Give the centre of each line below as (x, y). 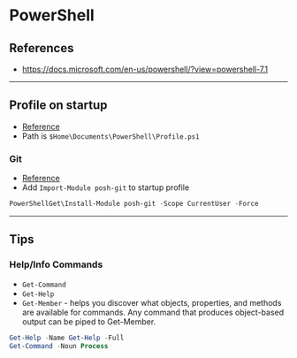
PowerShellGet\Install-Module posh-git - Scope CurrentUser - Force (134, 204)
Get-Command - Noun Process (59, 346)
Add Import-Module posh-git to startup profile (106, 187)
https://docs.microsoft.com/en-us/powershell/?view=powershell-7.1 (145, 69)
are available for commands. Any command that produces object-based (153, 312)
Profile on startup (58, 106)
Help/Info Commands (56, 264)
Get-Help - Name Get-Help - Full (67, 338)
